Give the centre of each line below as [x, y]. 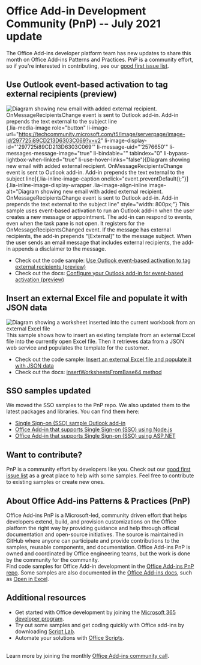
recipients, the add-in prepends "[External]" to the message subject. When [99, 236]
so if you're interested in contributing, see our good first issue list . [88, 66]
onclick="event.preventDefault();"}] [145, 179]
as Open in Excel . [28, 579]
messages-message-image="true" [49, 153]
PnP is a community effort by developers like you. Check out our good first [98, 470]
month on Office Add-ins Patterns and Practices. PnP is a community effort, [100, 59]
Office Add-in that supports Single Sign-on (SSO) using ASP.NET [95, 436]
